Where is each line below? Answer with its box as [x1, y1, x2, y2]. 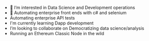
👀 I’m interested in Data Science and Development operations [9, 5, 135, 10]
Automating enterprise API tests [9, 15, 75, 20]
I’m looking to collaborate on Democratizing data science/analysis [9, 25, 145, 31]
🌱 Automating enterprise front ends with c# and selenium [9, 10, 127, 16]
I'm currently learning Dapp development [9, 20, 94, 26]
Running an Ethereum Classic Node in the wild [9, 31, 104, 36]
